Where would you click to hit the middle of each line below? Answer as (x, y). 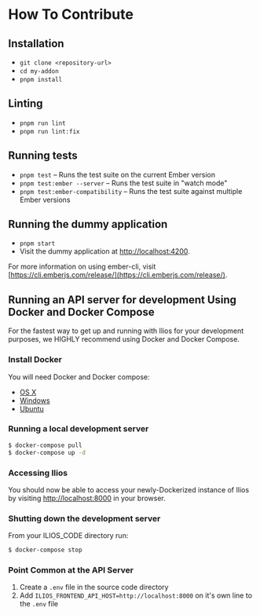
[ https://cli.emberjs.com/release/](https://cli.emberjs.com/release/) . (118, 275)
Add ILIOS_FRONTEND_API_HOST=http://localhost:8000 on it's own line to (136, 595)
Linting (26, 104)
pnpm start (37, 244)
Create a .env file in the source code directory (94, 588)
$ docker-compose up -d (47, 452)
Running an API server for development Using (123, 300)
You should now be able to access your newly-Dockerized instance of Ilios (129, 489)
